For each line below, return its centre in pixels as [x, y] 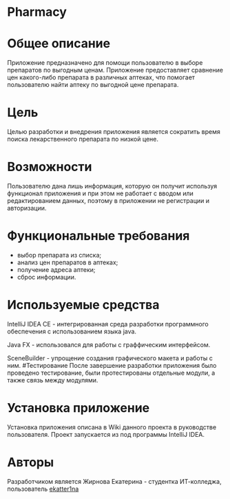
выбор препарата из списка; [59, 255]
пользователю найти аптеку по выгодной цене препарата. [93, 85]
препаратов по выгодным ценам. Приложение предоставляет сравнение [115, 70]
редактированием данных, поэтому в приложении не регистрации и [108, 200]
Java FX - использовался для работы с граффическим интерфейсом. [109, 344]
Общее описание [59, 44]
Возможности [50, 167]
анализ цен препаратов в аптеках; [67, 262]
